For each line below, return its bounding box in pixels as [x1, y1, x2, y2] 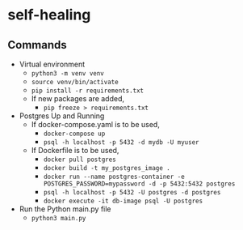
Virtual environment [19, 59, 86, 69]
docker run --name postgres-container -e [43, 172, 185, 181]
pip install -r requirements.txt [31, 87, 145, 95]
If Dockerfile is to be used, [31, 146, 119, 155]
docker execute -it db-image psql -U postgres [43, 197, 203, 205]
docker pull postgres [43, 155, 116, 164]
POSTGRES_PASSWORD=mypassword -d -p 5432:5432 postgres [43, 180, 236, 188]
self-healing [7, 6, 91, 24]
